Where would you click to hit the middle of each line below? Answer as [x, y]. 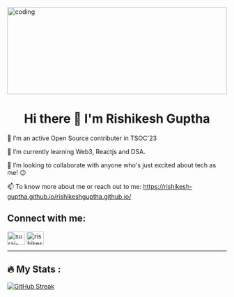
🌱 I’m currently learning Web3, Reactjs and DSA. [76, 151]
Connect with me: [47, 219]
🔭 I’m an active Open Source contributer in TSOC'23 [82, 138]
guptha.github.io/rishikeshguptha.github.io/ [69, 196]
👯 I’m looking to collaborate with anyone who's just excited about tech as [112, 165]
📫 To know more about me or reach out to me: [75, 186]
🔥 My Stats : [34, 269]
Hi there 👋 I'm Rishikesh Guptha [117, 119]
